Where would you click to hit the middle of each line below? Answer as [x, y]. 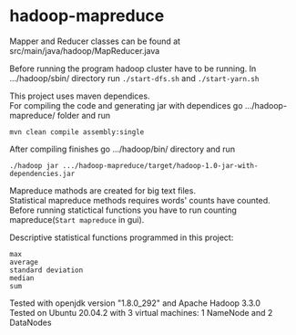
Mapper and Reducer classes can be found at [95, 41]
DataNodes [31, 322]
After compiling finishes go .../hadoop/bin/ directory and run [122, 149]
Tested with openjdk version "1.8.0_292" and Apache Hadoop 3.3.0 [135, 303]
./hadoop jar [34, 165]
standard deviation [46, 270]
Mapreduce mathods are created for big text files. [102, 190]
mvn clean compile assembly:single [77, 132]
